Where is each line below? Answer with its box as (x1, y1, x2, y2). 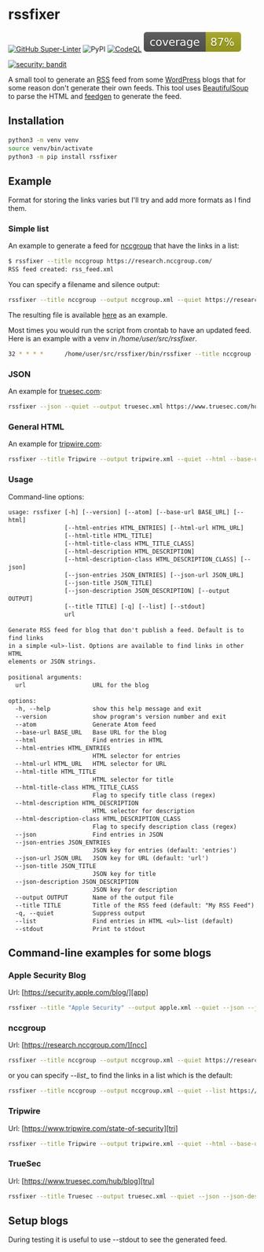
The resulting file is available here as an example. (8, 311, 168, 320)
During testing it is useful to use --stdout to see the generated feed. (8, 1235, 228, 1244)
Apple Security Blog (8, 970, 86, 981)
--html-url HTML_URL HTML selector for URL (15, 760, 167, 768)
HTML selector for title (92, 775, 174, 783)
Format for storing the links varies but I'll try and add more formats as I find (8, 195, 251, 205)
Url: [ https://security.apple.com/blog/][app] (8, 988, 149, 997)
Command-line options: (8, 492, 85, 501)
